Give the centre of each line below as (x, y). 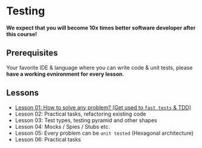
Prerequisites (32, 53)
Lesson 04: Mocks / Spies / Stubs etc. (62, 126)
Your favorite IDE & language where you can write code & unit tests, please (99, 67)
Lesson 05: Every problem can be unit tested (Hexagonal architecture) (104, 133)
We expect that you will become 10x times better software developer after (101, 28)
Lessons (23, 93)
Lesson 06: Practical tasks (48, 139)
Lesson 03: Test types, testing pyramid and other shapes (86, 120)
